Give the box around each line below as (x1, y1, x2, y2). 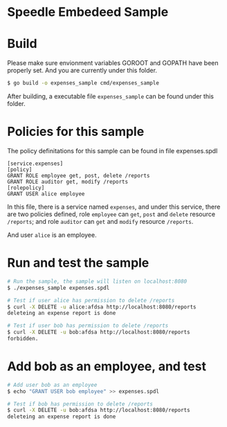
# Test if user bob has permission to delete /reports (7, 322, 169, 329)
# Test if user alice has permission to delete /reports (7, 297, 175, 304)
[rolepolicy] (7, 184, 45, 191)
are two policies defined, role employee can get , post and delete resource (7, 209, 216, 218)
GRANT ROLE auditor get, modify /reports (7, 178, 129, 185)
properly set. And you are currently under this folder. (7, 67, 158, 75)
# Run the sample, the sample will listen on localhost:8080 (7, 278, 188, 285)
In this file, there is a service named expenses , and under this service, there (7, 202, 221, 211)
